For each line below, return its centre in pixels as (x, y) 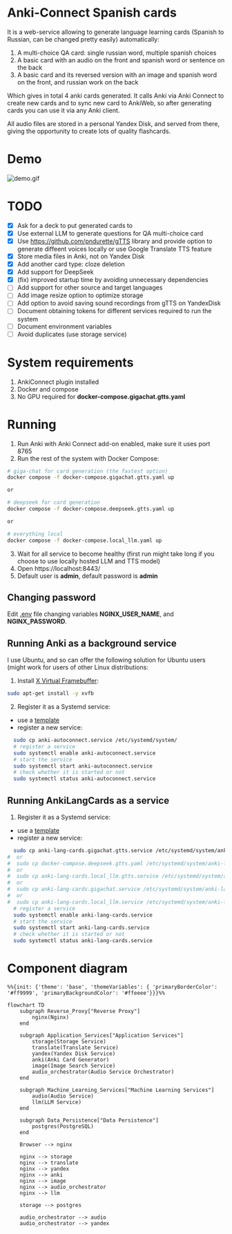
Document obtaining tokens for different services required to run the (114, 311)
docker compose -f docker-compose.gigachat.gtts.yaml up (91, 477)
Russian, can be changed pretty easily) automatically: (84, 39)
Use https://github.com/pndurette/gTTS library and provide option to (115, 241)
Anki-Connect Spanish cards (92, 13)
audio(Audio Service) (63, 1096)
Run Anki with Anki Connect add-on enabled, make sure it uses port (114, 443)
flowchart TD (26, 1005)
